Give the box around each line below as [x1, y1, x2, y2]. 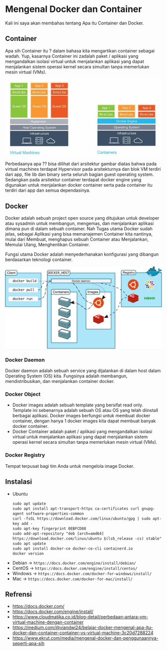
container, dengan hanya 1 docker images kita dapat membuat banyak [12, 418, 156, 424]
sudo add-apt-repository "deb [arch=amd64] [12, 531, 104, 536]
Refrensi [5, 590, 32, 599]
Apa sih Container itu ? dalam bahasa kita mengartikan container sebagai [5, 47, 155, 53]
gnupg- [141, 506, 155, 511]
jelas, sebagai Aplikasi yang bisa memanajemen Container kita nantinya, [5, 231, 153, 237]
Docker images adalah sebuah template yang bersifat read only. [12, 402, 143, 408]
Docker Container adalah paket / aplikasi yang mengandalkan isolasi [12, 428, 153, 435]
